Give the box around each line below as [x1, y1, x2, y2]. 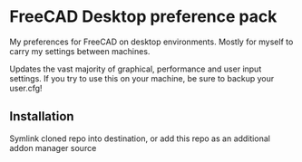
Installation [9, 109, 74, 124]
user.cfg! [9, 82, 43, 93]
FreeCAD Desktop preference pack [9, 6, 278, 27]
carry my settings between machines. [9, 45, 151, 56]
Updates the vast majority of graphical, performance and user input [9, 63, 262, 74]
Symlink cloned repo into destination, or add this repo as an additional [9, 133, 270, 144]
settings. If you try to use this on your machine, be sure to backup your [9, 72, 275, 83]
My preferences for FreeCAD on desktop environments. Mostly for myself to [9, 36, 294, 47]
